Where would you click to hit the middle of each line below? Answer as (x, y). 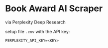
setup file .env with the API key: (38, 31)
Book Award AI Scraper (54, 9)
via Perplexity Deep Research (35, 22)
